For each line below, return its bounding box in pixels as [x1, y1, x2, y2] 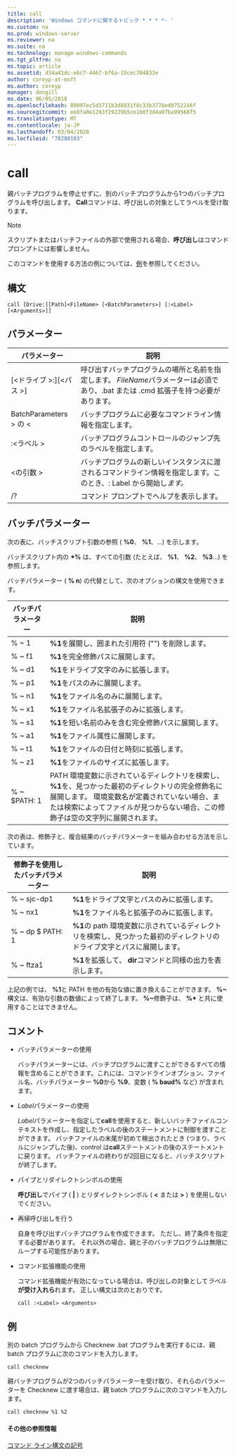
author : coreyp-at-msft [7, 75, 77, 83]
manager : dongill [7, 89, 58, 96]
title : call [7, 10, 42, 18]
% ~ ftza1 [11, 960, 44, 970]
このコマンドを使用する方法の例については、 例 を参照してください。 [7, 259, 204, 268]
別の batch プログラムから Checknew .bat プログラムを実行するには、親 [7, 1340, 216, 1350]
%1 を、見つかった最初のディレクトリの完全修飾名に [50, 781, 223, 791]
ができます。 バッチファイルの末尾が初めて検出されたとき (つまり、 [17, 1134, 214, 1142]
